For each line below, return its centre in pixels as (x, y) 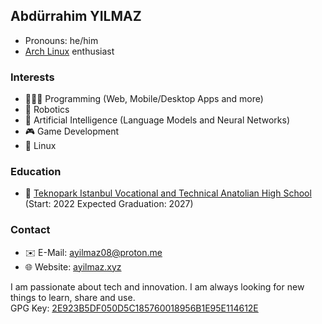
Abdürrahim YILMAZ (76, 16)
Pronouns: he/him (61, 40)
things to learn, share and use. (73, 297)
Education (36, 172)
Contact (30, 230)
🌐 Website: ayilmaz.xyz (73, 266)
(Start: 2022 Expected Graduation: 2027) (109, 204)
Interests (32, 77)
